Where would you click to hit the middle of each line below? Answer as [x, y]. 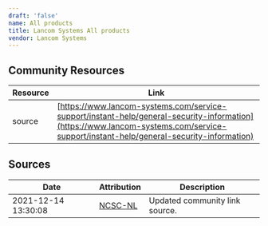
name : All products [41, 23]
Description [202, 187]
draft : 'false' [33, 16]
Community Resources [67, 70]
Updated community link [195, 200]
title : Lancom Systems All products [69, 30]
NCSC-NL [118, 205]
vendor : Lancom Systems [48, 38]
